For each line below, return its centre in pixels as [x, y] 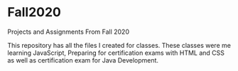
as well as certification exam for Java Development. [83, 60]
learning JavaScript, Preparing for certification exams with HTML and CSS [116, 53]
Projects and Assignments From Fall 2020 [69, 32]
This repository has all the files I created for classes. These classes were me [119, 45]
